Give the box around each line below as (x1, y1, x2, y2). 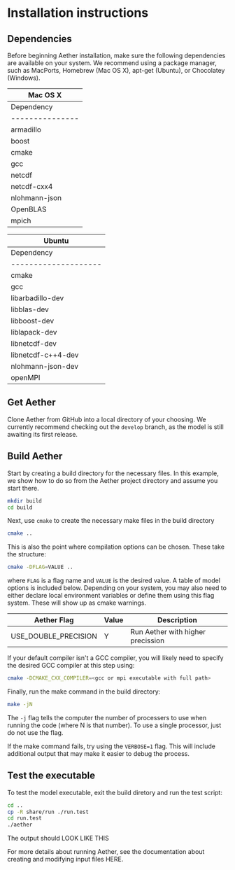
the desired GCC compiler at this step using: (7, 661, 135, 670)
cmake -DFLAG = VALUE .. (7, 563, 73, 571)
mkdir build (7, 497, 42, 505)
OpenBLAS (10, 204, 47, 214)
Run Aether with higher (130, 627, 206, 637)
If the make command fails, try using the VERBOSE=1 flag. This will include (7, 742, 215, 750)
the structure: (7, 550, 47, 559)
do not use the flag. (7, 728, 64, 736)
